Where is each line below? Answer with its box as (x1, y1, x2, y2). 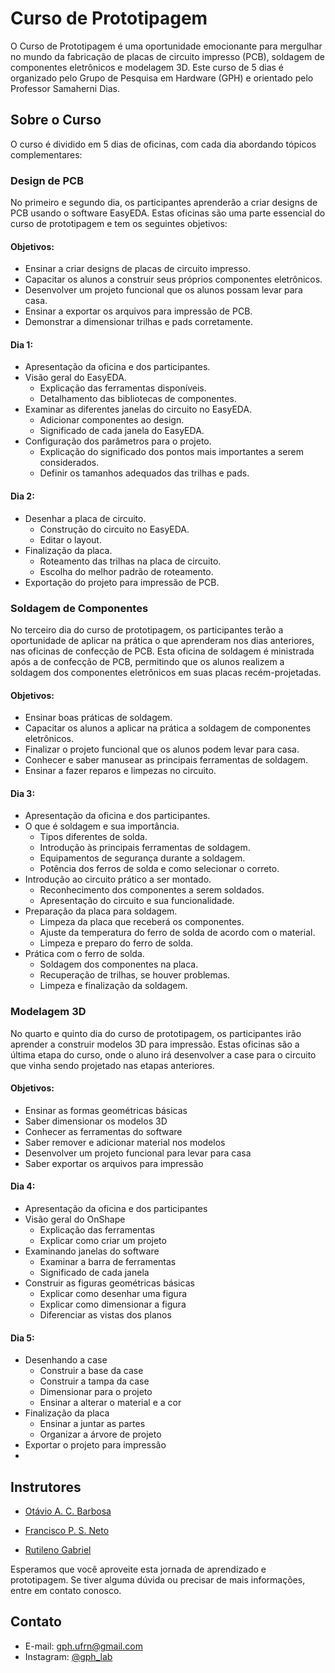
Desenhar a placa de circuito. (24, 512, 147, 524)
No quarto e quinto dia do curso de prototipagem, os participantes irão (10, 1027, 302, 1039)
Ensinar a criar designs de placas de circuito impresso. (24, 263, 251, 275)
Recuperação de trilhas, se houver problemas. (39, 969, 231, 981)
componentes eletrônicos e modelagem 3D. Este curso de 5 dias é (10, 61, 285, 73)
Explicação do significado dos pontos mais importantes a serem (39, 446, 304, 458)
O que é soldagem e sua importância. (24, 820, 180, 832)
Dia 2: (10, 490, 35, 502)
